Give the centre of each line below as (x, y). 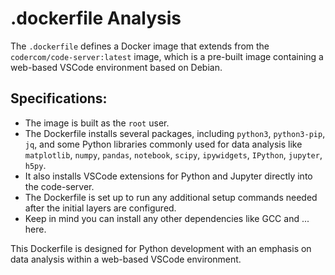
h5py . (35, 165)
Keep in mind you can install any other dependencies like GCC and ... (167, 218)
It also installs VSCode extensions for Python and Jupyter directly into (168, 176)
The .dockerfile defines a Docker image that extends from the (140, 46)
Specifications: (59, 98)
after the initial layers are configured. (100, 208)
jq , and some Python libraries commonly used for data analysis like (163, 144)
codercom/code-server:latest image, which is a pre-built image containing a (167, 56)
